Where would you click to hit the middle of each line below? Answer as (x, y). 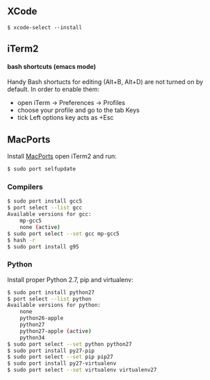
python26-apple (42, 318)
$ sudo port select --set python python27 (70, 344)
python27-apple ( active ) (56, 331)
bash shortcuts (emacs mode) (51, 66)
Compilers (25, 187)
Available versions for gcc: (49, 214)
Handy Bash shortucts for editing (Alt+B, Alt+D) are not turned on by (105, 82)
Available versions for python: (54, 306)
